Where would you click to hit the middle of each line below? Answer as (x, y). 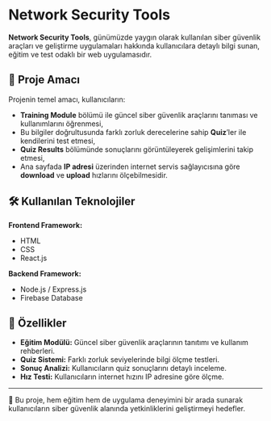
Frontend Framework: (46, 225)
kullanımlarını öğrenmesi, (61, 124)
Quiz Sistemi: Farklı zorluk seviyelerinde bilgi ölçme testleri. (120, 360)
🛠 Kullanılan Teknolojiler (72, 202)
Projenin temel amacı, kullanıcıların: (67, 99)
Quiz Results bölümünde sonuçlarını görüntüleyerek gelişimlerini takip (137, 149)
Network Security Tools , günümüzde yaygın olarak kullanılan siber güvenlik (134, 37)
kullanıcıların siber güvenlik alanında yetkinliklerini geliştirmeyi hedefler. (127, 409)
